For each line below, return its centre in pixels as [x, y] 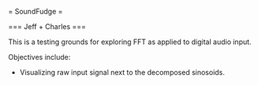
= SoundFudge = [36, 11]
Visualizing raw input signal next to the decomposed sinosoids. [122, 72]
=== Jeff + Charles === [47, 26]
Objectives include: [39, 57]
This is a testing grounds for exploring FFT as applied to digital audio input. [130, 42]
